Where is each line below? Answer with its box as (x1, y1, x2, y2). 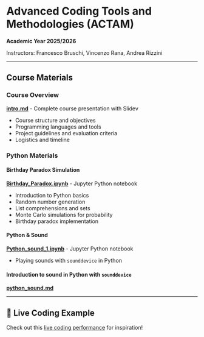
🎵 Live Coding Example (6, 308, 95, 318)
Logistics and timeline (15, 136, 70, 143)
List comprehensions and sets (15, 204, 90, 211)
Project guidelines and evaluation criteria (15, 129, 118, 137)
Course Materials (6, 73, 73, 83)
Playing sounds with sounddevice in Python (15, 257, 123, 264)
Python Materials (6, 151, 58, 160)
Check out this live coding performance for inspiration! (6, 324, 143, 331)
